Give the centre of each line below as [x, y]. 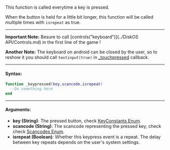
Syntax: [14, 73]
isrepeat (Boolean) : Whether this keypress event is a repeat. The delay [87, 137]
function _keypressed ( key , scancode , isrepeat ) [54, 84]
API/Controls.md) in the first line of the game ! [53, 42]
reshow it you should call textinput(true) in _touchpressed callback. [77, 57]
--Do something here [31, 89]
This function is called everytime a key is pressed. [57, 7]
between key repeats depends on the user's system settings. [76, 142]
